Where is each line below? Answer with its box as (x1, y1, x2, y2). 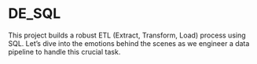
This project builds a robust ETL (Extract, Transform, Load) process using (8, 30, 246, 40)
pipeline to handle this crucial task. (8, 47, 121, 56)
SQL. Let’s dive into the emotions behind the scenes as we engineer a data (8, 38, 250, 48)
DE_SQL (8, 5, 61, 23)
